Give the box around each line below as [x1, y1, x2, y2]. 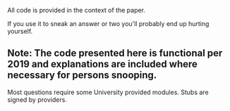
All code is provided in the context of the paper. [7, 6, 146, 14]
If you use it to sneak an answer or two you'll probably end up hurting [7, 20, 210, 27]
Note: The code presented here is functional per [7, 47, 223, 59]
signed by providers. [7, 95, 67, 104]
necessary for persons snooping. [7, 70, 157, 81]
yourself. [7, 27, 33, 35]
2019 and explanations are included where [7, 58, 198, 70]
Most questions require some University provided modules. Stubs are [7, 88, 210, 96]
